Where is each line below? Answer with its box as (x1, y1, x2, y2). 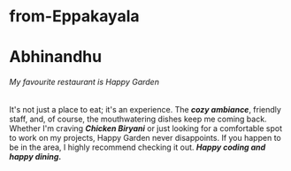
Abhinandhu (9, 47, 103, 67)
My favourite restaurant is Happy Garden (9, 76, 159, 87)
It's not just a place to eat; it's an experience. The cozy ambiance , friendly (9, 104, 281, 114)
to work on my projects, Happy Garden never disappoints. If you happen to (9, 132, 281, 143)
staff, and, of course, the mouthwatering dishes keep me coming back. (9, 113, 267, 124)
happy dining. (9, 151, 62, 161)
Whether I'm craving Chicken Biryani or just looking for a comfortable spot (9, 122, 283, 134)
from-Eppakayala (9, 6, 140, 27)
